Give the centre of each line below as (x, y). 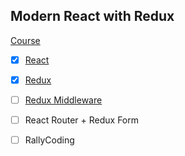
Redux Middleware (63, 100)
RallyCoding (49, 140)
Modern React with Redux (92, 16)
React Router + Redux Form (82, 120)
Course (25, 40)
